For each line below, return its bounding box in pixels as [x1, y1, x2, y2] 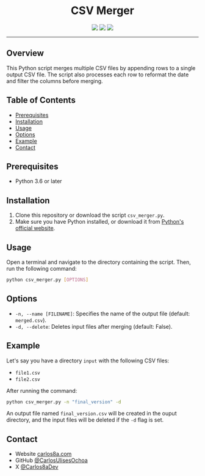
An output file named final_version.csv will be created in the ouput [6, 410, 177, 417]
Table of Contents [6, 95, 76, 106]
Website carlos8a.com [15, 450, 72, 458]
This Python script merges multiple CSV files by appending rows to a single [6, 64, 196, 71]
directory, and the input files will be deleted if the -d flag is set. [6, 416, 164, 423]
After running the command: [6, 387, 77, 394]
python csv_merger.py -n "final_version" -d [6, 398, 121, 405]
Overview [6, 48, 45, 59]
